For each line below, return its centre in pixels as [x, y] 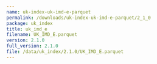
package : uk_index [30, 23]
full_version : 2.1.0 [33, 46]
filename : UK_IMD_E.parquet [42, 35]
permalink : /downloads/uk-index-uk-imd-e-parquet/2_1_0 [78, 18]
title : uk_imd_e [27, 29]
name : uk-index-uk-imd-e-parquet [49, 12]
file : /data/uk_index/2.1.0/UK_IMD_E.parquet [65, 52]
